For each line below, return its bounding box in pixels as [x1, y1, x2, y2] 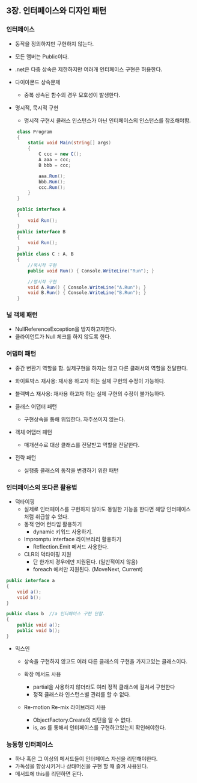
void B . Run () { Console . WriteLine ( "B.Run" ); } [28, 290, 147, 296]
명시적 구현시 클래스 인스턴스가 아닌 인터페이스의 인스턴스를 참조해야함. [23, 117, 191, 124]
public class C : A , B [17, 251, 74, 257]
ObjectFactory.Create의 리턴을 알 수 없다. [32, 716, 132, 723]
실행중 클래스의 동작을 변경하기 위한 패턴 [23, 467, 119, 474]
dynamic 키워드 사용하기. [32, 528, 93, 535]
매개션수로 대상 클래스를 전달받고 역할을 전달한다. [23, 441, 140, 448]
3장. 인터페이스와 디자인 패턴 [6, 5, 107, 16]
